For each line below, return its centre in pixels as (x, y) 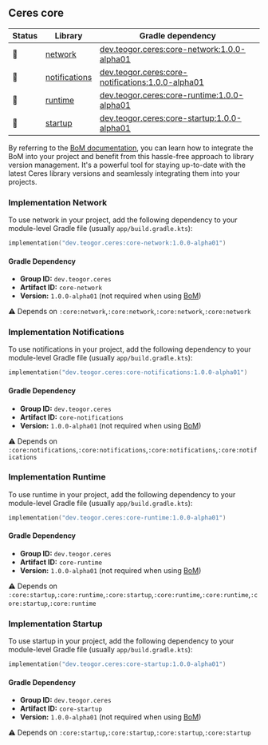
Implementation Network (58, 202)
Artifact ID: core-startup (61, 709)
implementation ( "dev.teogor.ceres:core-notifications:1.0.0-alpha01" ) (128, 372)
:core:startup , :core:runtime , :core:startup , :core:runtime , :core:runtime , (130, 594)
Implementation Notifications (67, 333)
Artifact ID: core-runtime (61, 562)
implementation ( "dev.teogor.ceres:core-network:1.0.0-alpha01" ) (117, 243)
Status (25, 35)
